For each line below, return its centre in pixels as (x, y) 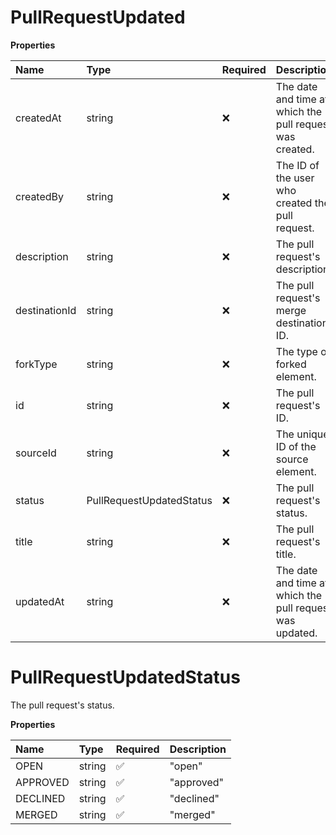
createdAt (38, 118)
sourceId (36, 453)
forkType (36, 364)
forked (291, 364)
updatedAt (40, 601)
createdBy (40, 196)
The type (296, 351)
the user (295, 178)
